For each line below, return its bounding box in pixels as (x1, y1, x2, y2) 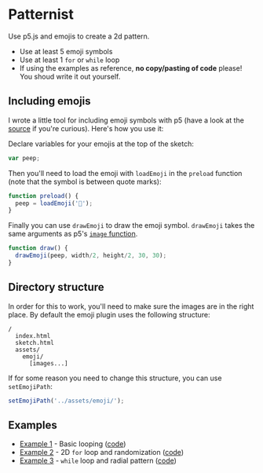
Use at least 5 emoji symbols (19, 46, 113, 56)
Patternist (8, 5, 75, 24)
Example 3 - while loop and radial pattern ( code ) (19, 456, 177, 465)
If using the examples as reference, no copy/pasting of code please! (19, 63, 243, 72)
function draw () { (8, 244, 68, 252)
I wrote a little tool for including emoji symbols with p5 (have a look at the (8, 115, 245, 125)
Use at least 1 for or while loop (19, 55, 120, 64)
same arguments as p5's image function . (8, 229, 138, 239)
